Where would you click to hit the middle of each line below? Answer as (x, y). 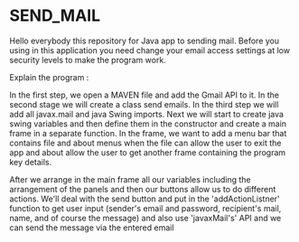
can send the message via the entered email (92, 228)
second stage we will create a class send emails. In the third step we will (144, 104)
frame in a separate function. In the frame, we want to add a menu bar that (148, 133)
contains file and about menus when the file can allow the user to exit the (145, 143)
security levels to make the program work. (88, 60)
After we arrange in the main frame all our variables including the (130, 179)
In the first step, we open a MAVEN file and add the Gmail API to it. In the (145, 95)
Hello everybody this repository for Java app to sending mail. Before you (145, 41)
